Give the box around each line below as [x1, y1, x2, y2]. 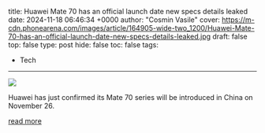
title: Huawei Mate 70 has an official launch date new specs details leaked [8, 7, 248, 16]
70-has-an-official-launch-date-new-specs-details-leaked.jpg [8, 31, 211, 41]
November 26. [8, 102, 55, 110]
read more [8, 116, 42, 125]
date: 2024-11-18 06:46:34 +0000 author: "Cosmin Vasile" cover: [8, 15, 221, 24]
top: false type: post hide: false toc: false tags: [8, 40, 159, 50]
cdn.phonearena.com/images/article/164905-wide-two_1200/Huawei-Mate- [8, 24, 255, 32]
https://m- [222, 15, 255, 24]
